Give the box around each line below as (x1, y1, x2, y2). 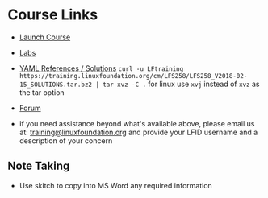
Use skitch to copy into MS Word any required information (19, 180, 213, 190)
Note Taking (7, 159, 70, 173)
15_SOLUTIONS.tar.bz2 (19, 80, 92, 89)
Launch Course (19, 32, 71, 42)
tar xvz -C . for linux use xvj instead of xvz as (103, 79, 260, 89)
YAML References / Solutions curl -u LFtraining (19, 63, 184, 73)
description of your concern (19, 135, 113, 146)
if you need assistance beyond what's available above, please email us (19, 118, 255, 128)
